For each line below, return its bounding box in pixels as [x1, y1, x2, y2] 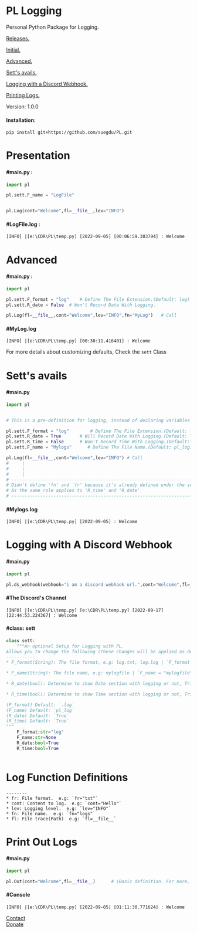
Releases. [6, 35, 30, 42]
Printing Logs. [6, 91, 40, 99]
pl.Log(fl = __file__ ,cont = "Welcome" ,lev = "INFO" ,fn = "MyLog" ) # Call [6, 313, 177, 318]
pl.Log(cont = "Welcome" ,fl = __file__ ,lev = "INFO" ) [6, 208, 125, 214]
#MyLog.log [6, 325, 36, 332]
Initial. [6, 46, 21, 53]
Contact [6, 914, 25, 921]
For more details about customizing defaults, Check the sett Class [6, 348, 167, 355]
